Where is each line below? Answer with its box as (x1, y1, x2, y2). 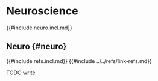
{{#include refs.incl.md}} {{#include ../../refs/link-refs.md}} (6, 57, 152, 64)
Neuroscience (6, 4, 78, 18)
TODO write (6, 69, 36, 76)
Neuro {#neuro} (6, 41, 68, 52)
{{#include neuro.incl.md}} (6, 24, 72, 31)
